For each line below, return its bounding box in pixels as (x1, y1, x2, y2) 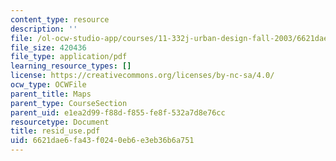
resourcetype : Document (10, 117, 110, 127)
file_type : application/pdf (10, 52, 128, 62)
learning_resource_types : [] (10, 61, 132, 71)
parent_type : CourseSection (10, 98, 128, 108)
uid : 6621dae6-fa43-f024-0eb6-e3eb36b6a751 (10, 136, 195, 146)
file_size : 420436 (10, 42, 87, 53)
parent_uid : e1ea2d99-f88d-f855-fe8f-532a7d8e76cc (10, 107, 226, 118)
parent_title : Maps (10, 89, 92, 99)
